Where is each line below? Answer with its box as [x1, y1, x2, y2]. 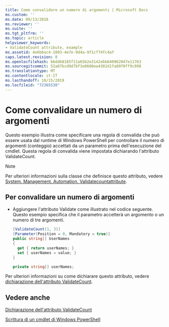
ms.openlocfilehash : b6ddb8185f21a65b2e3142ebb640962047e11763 [5, 59, 142, 64]
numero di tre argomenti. [12, 217, 65, 223]
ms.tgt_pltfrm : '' [5, 31, 44, 36]
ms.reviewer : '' [5, 21, 39, 27]
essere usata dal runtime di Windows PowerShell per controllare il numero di [5, 137, 164, 143]
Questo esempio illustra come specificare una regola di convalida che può [5, 132, 160, 138]
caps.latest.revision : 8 [5, 54, 58, 60]
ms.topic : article [5, 36, 44, 41]
